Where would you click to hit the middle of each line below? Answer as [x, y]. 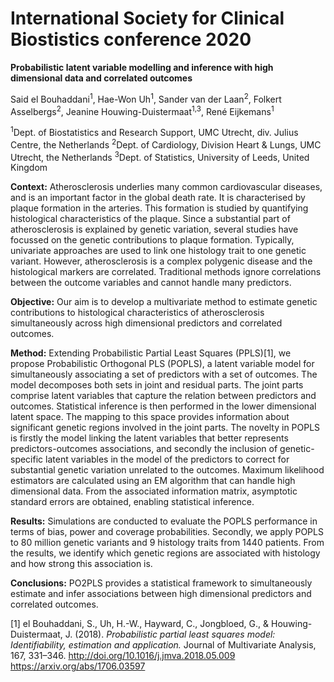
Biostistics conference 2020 [131, 39]
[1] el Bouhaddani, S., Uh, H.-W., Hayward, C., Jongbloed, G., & [140, 624]
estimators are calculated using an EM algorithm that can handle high [153, 481]
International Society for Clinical [147, 18]
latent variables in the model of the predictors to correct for [167, 459]
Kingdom [29, 168]
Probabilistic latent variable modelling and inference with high [142, 67]
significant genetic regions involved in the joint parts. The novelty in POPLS [165, 428]
